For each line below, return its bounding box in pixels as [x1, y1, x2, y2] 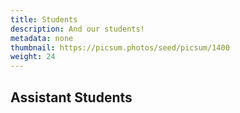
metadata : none [10, 33, 74, 43]
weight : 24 [10, 52, 56, 62]
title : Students [10, 14, 78, 25]
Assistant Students [10, 89, 133, 106]
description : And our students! [10, 24, 145, 34]
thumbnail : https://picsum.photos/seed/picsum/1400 [10, 42, 230, 53]
